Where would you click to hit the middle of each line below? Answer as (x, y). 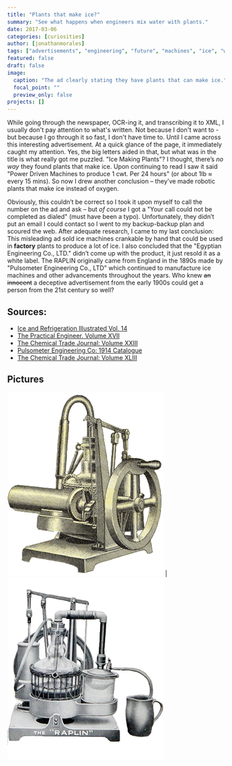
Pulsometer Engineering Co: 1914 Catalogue (80, 350)
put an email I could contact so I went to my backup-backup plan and (106, 224)
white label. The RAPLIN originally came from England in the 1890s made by (115, 261)
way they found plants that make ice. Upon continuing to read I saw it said (113, 166)
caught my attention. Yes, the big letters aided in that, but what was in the (112, 152)
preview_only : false (43, 95)
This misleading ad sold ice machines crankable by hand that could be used (115, 239)
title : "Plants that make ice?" (54, 15)
